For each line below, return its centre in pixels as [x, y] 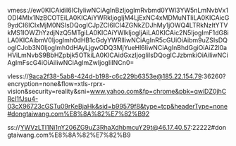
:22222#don [208, 127]
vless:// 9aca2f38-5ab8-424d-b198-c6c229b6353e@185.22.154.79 [105, 76]
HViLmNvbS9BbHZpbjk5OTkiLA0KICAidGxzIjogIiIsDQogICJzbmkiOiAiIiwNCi [118, 55]
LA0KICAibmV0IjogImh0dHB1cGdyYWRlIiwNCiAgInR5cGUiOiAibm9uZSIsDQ [117, 40]
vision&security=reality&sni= [49, 91]
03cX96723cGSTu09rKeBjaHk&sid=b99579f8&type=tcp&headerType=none [117, 106]
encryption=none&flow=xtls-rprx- [56, 84]
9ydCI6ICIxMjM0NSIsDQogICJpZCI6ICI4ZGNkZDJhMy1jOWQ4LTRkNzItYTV [118, 25]
